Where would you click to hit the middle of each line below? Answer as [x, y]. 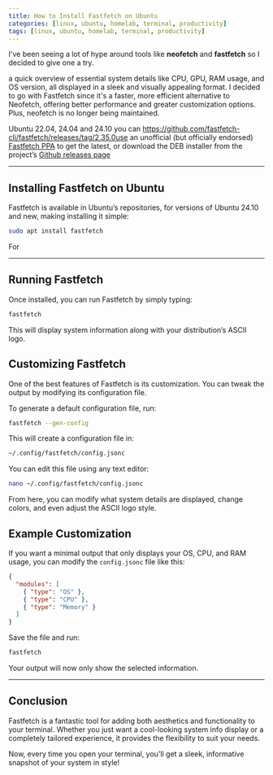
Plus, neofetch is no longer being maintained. [84, 113]
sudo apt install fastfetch [56, 231]
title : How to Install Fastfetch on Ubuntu [83, 16]
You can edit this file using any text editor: [79, 469]
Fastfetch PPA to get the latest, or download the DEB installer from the [126, 146]
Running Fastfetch [56, 280]
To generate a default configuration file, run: [82, 408]
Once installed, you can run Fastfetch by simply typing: [100, 299]
